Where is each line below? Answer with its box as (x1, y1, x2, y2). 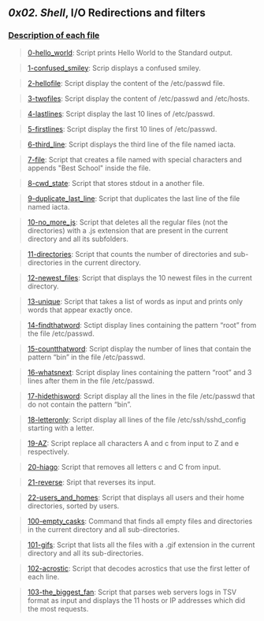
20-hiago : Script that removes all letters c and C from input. (27, 462, 221, 471)
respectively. (27, 447, 69, 456)
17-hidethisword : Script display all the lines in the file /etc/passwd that (27, 391, 255, 400)
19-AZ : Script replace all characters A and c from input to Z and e (27, 438, 239, 448)
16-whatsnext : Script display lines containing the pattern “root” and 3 (27, 367, 252, 377)
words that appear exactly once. (27, 305, 132, 314)
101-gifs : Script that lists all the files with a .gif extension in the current (27, 540, 255, 549)
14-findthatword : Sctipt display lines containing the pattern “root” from (27, 320, 257, 329)
